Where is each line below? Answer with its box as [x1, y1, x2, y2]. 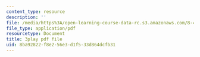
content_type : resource [6, 8, 65, 15]
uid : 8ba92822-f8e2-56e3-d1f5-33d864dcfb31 [6, 42, 116, 48]
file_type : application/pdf [6, 25, 76, 31]
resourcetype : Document [6, 31, 65, 37]
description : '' [6, 14, 46, 20]
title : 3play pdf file [6, 36, 62, 42]
